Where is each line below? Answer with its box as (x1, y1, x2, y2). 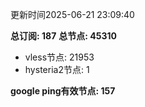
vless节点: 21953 (24, 51, 95, 63)
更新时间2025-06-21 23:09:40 (10, 9, 135, 20)
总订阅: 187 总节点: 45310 (10, 30, 117, 42)
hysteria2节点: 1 (24, 64, 90, 75)
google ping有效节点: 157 (10, 85, 116, 97)
